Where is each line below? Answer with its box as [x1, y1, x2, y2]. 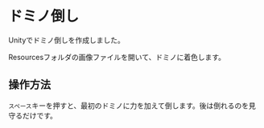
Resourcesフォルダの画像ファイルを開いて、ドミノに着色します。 [8, 52, 226, 62]
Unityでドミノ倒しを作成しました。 [8, 35, 125, 45]
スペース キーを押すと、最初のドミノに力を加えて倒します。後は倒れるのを [8, 101, 250, 110]
